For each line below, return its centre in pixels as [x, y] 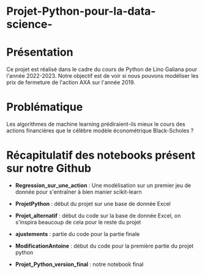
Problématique [45, 107]
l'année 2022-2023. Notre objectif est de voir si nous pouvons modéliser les [102, 76]
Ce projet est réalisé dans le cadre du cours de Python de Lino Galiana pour [102, 69]
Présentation [40, 52]
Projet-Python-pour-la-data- [81, 11]
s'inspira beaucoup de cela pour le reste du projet [78, 222]
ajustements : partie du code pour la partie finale [77, 234]
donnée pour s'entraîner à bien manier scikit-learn [78, 192]
